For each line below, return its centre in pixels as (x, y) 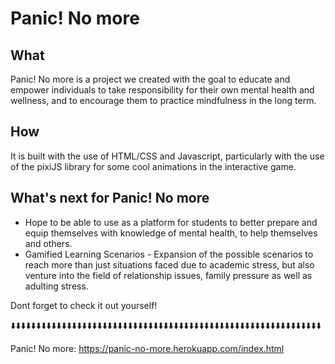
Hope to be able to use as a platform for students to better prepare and (171, 222)
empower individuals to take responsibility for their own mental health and (162, 90)
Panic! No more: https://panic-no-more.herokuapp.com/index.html (147, 348)
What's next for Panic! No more (110, 198)
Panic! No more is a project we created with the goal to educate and (150, 79)
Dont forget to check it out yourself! (84, 305)
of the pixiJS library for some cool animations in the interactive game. (153, 166)
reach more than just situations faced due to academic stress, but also (169, 264)
